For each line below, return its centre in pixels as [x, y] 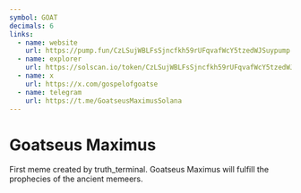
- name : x [35, 76]
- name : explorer [50, 59]
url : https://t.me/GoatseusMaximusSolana [103, 101]
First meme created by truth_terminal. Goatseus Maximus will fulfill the [139, 170]
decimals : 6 [31, 26]
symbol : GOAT [34, 17]
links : [21, 34]
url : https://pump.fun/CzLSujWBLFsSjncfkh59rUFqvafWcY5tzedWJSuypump [158, 51]
